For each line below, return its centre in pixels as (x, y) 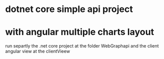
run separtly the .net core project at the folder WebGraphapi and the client (82, 46)
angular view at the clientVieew (38, 51)
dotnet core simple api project (69, 9)
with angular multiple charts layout (80, 32)
